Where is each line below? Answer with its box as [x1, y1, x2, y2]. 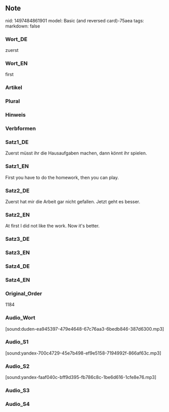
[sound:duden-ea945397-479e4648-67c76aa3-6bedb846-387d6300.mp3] [5, 326, 164, 332]
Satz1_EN [5, 163, 29, 170]
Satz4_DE [5, 263, 30, 270]
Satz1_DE [5, 139, 29, 146]
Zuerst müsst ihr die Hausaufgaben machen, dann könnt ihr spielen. [5, 150, 147, 156]
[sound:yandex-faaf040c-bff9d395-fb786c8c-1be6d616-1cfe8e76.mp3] [5, 374, 156, 381]
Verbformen [5, 125, 37, 132]
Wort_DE [5, 36, 28, 43]
